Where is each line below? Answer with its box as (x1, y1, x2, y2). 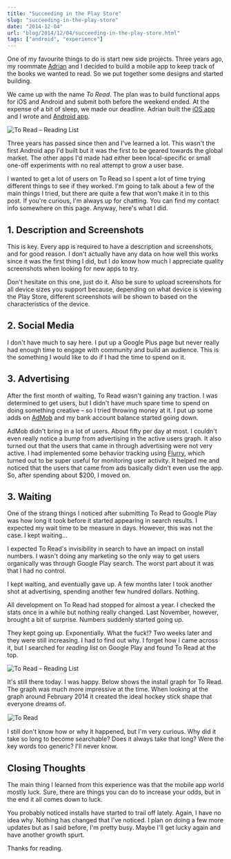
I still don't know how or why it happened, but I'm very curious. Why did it (7, 728, 217, 736)
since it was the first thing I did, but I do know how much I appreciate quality (7, 257, 224, 265)
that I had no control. (7, 566, 67, 575)
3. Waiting (7, 490, 52, 502)
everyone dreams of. (7, 700, 66, 708)
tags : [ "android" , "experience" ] (7, 36, 103, 43)
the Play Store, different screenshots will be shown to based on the (7, 292, 198, 301)
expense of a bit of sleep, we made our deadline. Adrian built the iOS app (7, 105, 215, 113)
